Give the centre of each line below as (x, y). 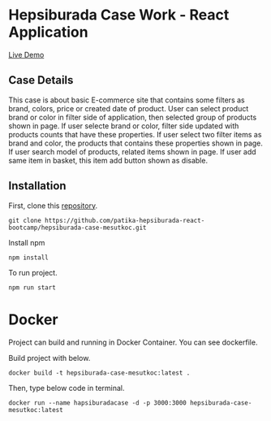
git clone (25, 220)
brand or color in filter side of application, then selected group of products (133, 117)
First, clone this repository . (53, 206)
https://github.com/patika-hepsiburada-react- (125, 220)
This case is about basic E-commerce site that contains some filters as (127, 100)
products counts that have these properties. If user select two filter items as (135, 134)
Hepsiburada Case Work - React (119, 15)
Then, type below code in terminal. (67, 388)
